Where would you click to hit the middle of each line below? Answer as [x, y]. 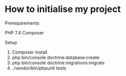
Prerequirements [22, 23]
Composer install [29, 52]
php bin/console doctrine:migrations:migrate [58, 62]
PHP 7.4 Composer [24, 32]
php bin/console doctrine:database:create [56, 57]
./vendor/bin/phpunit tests [39, 68]
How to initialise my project [63, 9]
